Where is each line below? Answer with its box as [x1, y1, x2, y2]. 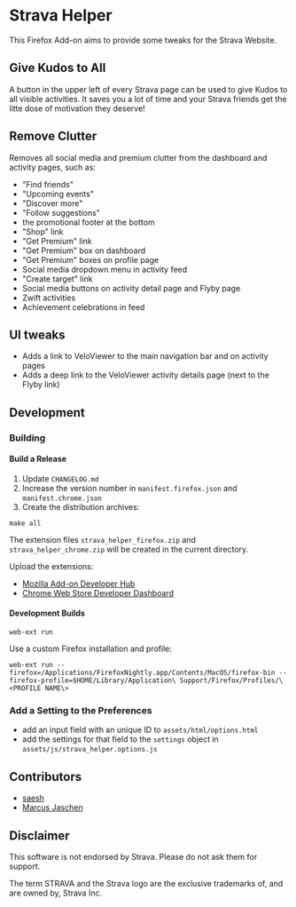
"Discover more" [21, 197, 83, 209]
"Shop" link [21, 226, 64, 236]
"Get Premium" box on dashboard [21, 245, 146, 256]
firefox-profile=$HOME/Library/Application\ [9, 676, 176, 685]
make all [9, 519, 42, 528]
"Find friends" [21, 179, 74, 189]
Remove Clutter [9, 129, 97, 144]
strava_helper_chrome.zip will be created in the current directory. [9, 544, 249, 554]
